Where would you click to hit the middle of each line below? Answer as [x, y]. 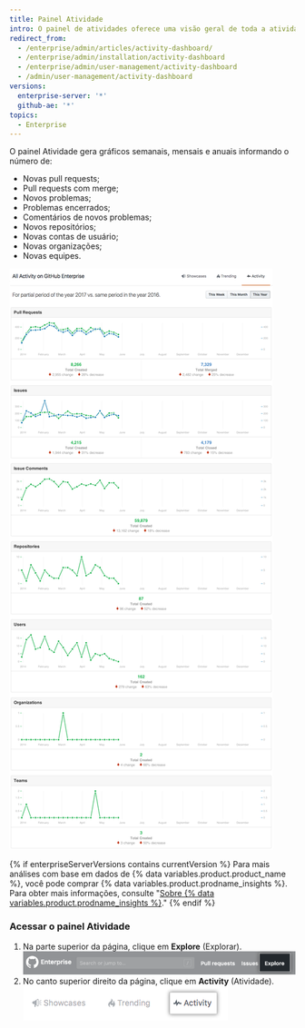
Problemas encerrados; [66, 208]
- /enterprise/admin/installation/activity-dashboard [121, 58]
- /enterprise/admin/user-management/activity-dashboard [128, 67]
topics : [24, 115]
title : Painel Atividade [56, 19]
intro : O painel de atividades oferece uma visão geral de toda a [138, 29]
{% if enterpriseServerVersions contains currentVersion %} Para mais [140, 865]
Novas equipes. [52, 256]
